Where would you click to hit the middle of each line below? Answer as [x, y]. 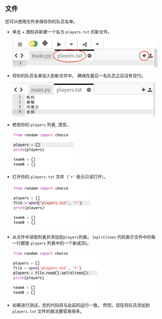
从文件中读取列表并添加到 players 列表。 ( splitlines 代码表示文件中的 [82, 237]
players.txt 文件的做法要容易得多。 [48, 311]
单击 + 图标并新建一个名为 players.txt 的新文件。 [62, 32]
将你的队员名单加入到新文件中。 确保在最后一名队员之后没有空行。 [79, 75]
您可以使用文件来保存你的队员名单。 [41, 21]
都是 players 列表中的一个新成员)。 [56, 243]
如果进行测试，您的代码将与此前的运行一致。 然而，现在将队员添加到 [81, 305]
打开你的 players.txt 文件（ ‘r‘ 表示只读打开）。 [60, 176]
